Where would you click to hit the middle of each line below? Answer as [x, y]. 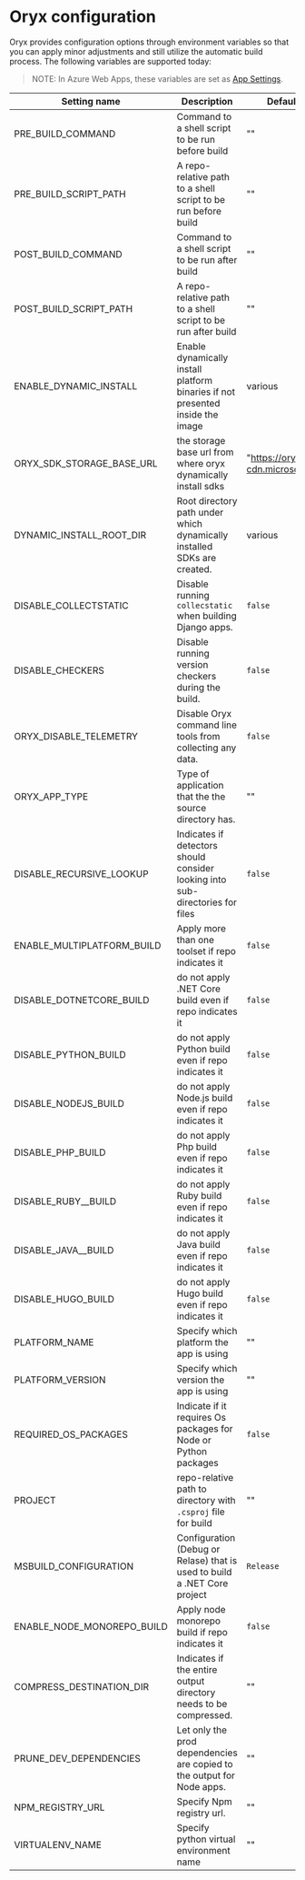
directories [200, 902]
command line [207, 725]
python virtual [206, 1839]
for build [194, 1523]
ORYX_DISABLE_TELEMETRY [76, 736]
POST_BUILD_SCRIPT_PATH [74, 308]
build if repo [202, 1632]
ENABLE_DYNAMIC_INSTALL [76, 386]
